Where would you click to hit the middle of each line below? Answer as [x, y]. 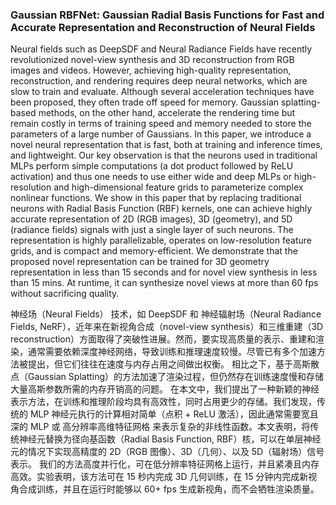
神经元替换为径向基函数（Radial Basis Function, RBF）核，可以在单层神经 [170, 439]
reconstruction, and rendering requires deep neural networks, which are [159, 81]
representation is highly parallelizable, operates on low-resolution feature [161, 240]
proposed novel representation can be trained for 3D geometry [140, 262]
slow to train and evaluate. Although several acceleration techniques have [162, 92]
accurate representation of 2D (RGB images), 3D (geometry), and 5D [151, 219]
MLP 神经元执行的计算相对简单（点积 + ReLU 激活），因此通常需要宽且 [174, 414]
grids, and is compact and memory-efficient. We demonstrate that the [154, 251]
